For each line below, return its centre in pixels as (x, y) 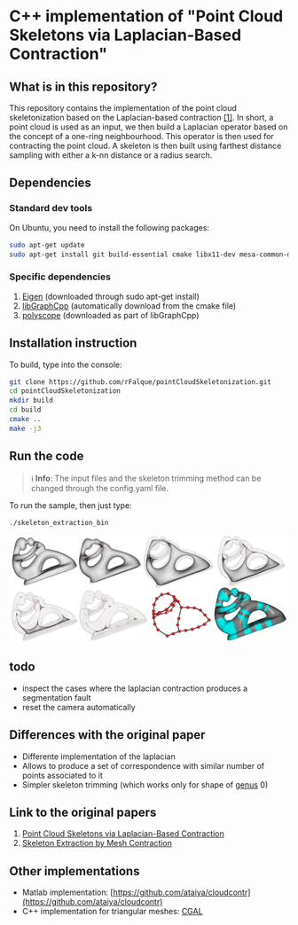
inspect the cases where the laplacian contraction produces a (135, 688)
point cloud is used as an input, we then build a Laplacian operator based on (149, 127)
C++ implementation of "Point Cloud (146, 16)
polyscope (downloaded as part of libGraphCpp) (110, 315)
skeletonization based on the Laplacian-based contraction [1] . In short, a (141, 118)
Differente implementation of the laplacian (98, 756)
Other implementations (74, 871)
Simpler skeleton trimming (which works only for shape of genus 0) (145, 784)
